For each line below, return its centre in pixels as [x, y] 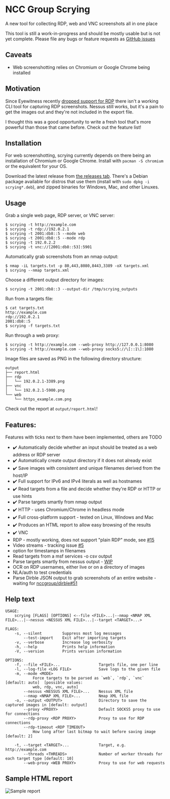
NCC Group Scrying [48, 9]
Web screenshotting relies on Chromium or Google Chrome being [81, 67]
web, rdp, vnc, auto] [55, 687]
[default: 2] [19, 736]
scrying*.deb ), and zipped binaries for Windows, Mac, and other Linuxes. [82, 187]
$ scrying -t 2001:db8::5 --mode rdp [45, 238]
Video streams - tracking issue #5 [48, 545]
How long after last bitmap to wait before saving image [94, 732]
